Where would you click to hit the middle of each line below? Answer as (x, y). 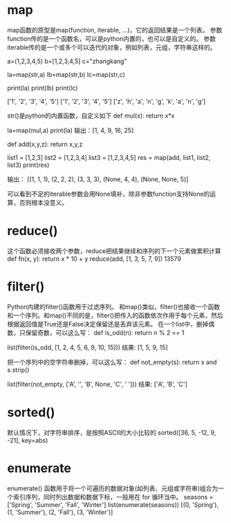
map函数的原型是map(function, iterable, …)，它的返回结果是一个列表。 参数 (115, 30)
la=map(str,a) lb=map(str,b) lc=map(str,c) (66, 74)
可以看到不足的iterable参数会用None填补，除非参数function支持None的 (109, 194)
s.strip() (18, 369)
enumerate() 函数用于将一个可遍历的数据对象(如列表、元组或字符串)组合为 (113, 488)
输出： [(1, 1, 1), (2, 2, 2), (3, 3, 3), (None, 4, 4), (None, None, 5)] (98, 179)
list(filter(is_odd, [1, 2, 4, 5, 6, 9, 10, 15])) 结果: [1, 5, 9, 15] (87, 347)
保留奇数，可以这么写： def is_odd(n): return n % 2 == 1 (105, 332)
